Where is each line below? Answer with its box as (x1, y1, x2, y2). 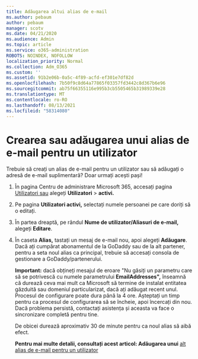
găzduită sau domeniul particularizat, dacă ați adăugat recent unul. (14, 286, 178, 293)
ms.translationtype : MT (6, 91, 65, 97)
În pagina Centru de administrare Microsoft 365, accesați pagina (14, 183, 173, 190)
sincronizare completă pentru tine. (14, 311, 99, 318)
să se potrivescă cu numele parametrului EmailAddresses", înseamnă (14, 273, 186, 280)
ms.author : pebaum (6, 14, 52, 20)
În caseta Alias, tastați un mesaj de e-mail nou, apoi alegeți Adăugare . (14, 236, 187, 243)
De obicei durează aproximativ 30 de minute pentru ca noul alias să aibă (14, 322, 191, 329)
